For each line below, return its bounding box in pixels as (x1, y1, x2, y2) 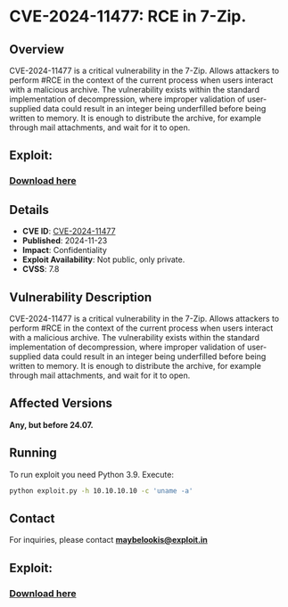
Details (9, 202, 49, 217)
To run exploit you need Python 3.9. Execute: (9, 469, 174, 480)
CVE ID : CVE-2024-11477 (21, 226, 116, 237)
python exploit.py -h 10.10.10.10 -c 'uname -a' (9, 486, 193, 496)
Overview (9, 42, 65, 57)
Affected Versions (9, 396, 113, 411)
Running (9, 446, 58, 461)
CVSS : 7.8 (21, 264, 60, 275)
